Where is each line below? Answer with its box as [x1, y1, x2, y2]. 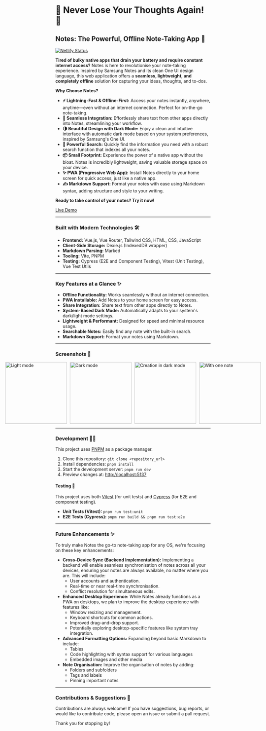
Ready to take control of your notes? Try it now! [55, 197, 155, 203]
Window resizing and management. [69, 609, 142, 615]
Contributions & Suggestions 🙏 [55, 694, 131, 701]
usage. [62, 323, 77, 329]
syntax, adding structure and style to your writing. [62, 188, 164, 194]
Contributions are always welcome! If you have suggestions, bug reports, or [55, 705, 209, 711]
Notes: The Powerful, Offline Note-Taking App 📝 [55, 35, 205, 43]
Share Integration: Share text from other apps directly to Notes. [62, 302, 192, 308]
